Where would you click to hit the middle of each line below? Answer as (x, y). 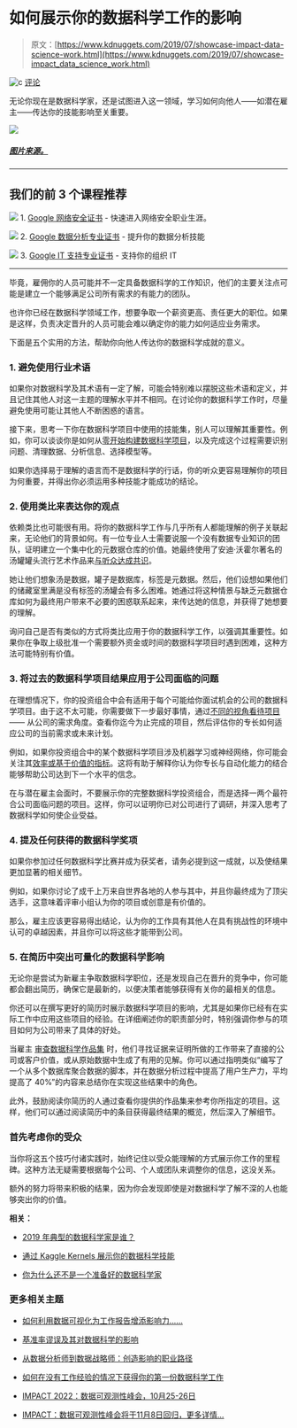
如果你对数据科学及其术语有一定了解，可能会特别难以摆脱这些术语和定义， (145, 388)
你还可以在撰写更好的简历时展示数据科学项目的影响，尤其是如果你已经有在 (145, 1008)
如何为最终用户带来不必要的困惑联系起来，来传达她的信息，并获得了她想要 (152, 601)
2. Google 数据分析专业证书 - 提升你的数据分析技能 (113, 237)
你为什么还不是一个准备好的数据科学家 (91, 1274)
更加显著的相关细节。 (48, 872)
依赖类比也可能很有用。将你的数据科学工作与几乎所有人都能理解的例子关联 (145, 527)
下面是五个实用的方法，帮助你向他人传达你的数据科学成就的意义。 (129, 342)
